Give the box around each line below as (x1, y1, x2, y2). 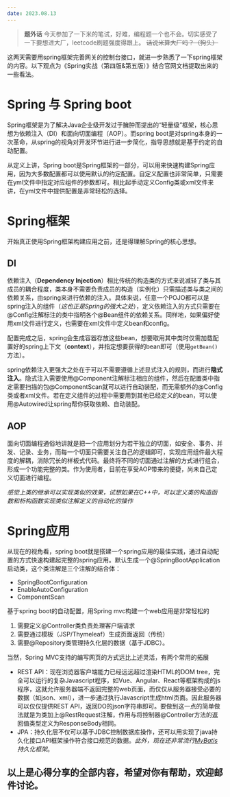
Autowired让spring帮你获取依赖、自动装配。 (18, 400, 144, 408)
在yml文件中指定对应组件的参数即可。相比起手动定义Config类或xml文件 (7, 178, 208, 186)
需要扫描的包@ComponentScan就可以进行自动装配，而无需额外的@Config (12, 383, 223, 391)
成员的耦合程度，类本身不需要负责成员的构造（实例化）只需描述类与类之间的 (7, 285, 223, 294)
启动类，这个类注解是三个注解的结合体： (7, 564, 121, 573)
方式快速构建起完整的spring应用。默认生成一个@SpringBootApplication (18, 556, 220, 564)
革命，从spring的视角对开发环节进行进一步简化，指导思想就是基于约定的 (12, 138, 217, 146)
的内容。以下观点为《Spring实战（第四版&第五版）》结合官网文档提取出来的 (7, 61, 219, 69)
